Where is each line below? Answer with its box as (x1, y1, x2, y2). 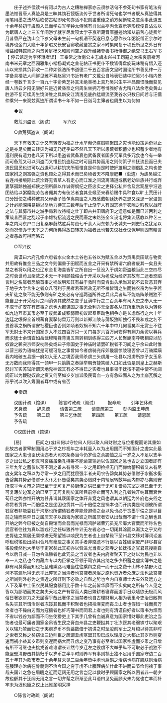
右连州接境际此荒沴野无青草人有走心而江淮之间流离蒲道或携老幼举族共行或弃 (5, 177, 162, 183)
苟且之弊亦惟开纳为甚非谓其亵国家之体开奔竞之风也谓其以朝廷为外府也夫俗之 (5, 495, 162, 501)
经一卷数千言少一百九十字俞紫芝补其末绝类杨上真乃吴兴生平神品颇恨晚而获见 (5, 79, 162, 85)
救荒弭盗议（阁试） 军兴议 (13, 119, 76, 124)
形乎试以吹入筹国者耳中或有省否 (5, 378, 71, 384)
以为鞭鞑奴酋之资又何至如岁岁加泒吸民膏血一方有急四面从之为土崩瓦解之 (13, 372, 162, 378)
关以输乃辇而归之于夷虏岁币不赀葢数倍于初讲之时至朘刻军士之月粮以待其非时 (5, 626, 162, 631)
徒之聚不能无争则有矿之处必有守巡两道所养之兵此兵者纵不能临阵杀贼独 (13, 291, 158, 297)
